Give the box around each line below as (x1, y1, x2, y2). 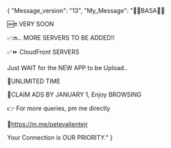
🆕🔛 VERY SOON (7, 20, 54, 28)
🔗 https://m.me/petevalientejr (7, 120, 88, 128)
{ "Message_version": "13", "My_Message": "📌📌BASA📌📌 (7, 7, 166, 14)
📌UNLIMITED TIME (7, 77, 60, 85)
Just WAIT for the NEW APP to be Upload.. (7, 64, 128, 72)
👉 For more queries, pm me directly (7, 104, 111, 112)
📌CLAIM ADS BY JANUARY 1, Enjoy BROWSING (7, 90, 142, 98)
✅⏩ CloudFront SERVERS (7, 48, 80, 56)
